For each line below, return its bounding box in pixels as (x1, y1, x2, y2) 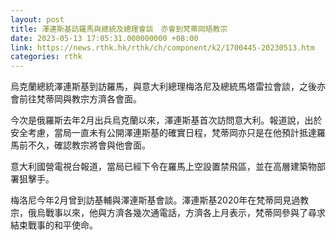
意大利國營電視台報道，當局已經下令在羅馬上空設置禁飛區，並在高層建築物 (10, 161, 317, 173)
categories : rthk (10, 52, 83, 62)
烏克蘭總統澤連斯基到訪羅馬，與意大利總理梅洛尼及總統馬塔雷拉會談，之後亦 (10, 81, 326, 93)
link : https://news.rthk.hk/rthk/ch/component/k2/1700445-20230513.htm (10, 42, 315, 53)
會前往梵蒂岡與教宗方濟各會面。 (10, 93, 142, 105)
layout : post (10, 14, 65, 25)
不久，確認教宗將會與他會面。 (27, 139, 151, 151)
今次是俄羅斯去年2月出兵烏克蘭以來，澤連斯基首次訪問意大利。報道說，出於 (10, 114, 323, 126)
